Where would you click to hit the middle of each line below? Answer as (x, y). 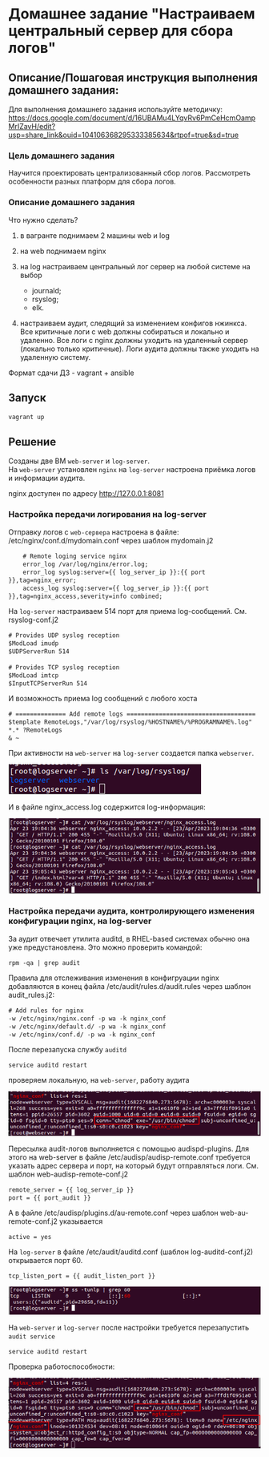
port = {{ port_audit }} (50, 1198)
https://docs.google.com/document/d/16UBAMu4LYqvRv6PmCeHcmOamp (132, 118)
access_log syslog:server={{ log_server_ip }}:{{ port (116, 588)
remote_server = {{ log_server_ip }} (71, 1190)
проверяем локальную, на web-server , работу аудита (99, 1080)
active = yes (30, 1237)
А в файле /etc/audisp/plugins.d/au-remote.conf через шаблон (113, 1213)
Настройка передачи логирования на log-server (107, 515)
